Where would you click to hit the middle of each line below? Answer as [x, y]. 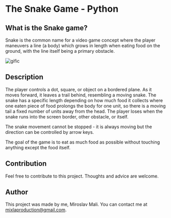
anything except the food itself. [38, 147]
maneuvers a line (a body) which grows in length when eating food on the [83, 46]
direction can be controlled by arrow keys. [50, 132]
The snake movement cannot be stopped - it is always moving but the [79, 127]
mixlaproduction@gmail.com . [36, 210]
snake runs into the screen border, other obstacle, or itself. [67, 116]
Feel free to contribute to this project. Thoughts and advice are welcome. [82, 176]
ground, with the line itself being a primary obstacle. [60, 51]
